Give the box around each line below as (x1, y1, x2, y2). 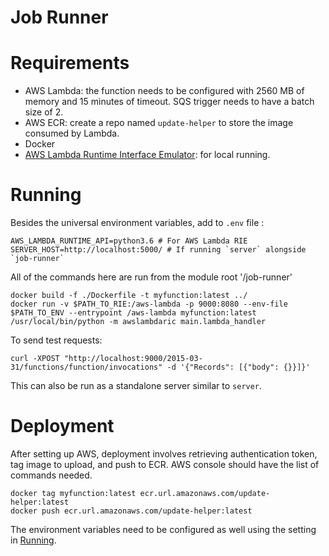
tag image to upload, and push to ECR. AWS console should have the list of (10, 459, 320, 470)
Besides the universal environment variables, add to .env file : (10, 217, 265, 229)
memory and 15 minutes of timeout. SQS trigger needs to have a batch (24, 96, 315, 108)
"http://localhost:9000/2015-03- (63, 354, 203, 364)
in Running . (10, 534, 57, 546)
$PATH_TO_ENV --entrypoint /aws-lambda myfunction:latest (10, 308, 257, 318)
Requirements (10, 52, 130, 75)
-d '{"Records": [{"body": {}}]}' (166, 362, 311, 373)
